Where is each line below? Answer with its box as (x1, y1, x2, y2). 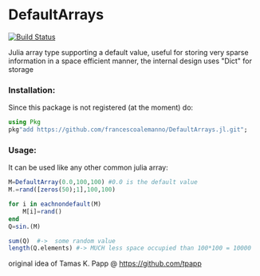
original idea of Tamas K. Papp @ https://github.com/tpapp (8, 258, 202, 269)
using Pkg (8, 118, 41, 126)
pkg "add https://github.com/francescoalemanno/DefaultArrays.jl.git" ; (8, 126, 248, 134)
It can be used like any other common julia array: (8, 162, 169, 173)
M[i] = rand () (22, 207, 62, 215)
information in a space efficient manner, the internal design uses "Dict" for (8, 56, 253, 66)
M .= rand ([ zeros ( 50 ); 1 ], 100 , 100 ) (8, 186, 116, 194)
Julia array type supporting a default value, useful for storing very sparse (8, 47, 249, 57)
